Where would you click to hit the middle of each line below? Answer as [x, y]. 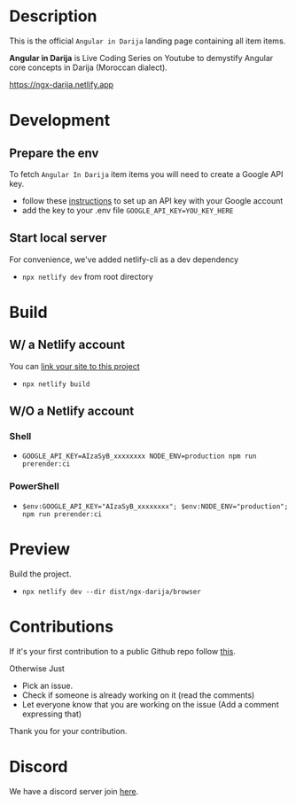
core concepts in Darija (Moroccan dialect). [89, 67]
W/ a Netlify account [67, 345]
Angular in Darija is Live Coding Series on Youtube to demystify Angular [141, 58]
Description [53, 16]
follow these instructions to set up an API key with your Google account [152, 200]
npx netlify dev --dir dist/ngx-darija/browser [111, 592]
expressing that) [52, 714]
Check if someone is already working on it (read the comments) [138, 695]
